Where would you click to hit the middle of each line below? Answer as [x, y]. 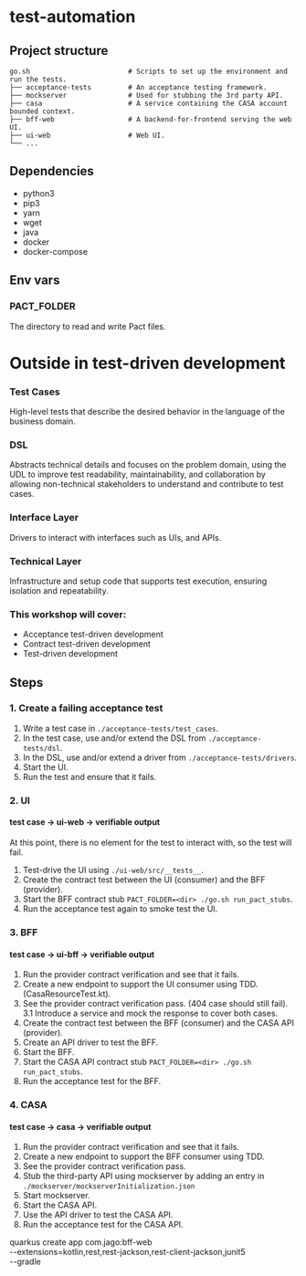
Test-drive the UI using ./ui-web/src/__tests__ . [113, 870]
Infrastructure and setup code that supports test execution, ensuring [138, 581]
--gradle [25, 1261]
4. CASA [28, 1105]
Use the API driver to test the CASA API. [98, 1215]
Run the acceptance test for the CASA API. [103, 1225]
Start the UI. [45, 767]
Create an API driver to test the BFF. [90, 1042]
